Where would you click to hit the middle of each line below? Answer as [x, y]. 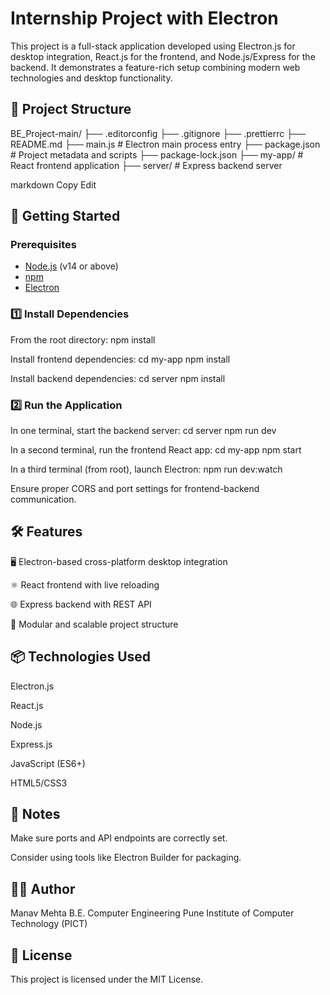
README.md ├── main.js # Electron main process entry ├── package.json [165, 144]
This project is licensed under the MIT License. [107, 979]
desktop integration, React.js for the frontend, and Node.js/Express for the [163, 56]
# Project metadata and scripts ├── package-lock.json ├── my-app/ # [157, 154]
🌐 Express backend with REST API [81, 604]
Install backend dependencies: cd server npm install [118, 378]
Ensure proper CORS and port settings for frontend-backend [135, 489]
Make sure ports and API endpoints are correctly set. [119, 838]
